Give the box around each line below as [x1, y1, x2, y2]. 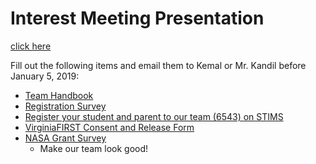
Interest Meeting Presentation [10, 7, 265, 30]
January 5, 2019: [10, 70, 80, 82]
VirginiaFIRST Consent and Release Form [24, 121, 195, 133]
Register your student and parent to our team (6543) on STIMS [24, 110, 284, 122]
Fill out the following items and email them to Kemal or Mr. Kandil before [10, 59, 307, 71]
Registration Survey [24, 100, 107, 112]
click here [10, 40, 52, 52]
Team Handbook [24, 89, 94, 101]
